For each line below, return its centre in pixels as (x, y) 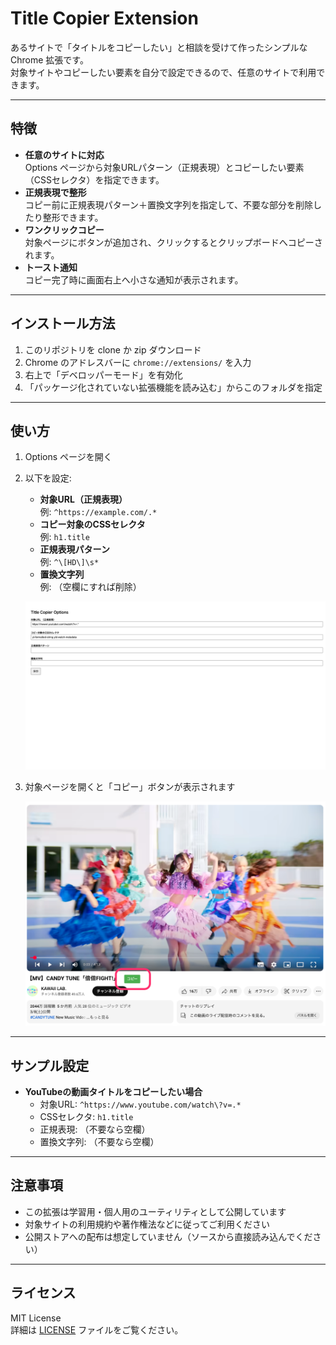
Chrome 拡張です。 (49, 59)
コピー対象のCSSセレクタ (92, 524)
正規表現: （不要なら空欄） (95, 1129)
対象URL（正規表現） (83, 499)
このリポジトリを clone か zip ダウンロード (113, 349)
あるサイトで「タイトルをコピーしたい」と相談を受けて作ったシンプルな (159, 47)
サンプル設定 (50, 1065)
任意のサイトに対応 (64, 154)
